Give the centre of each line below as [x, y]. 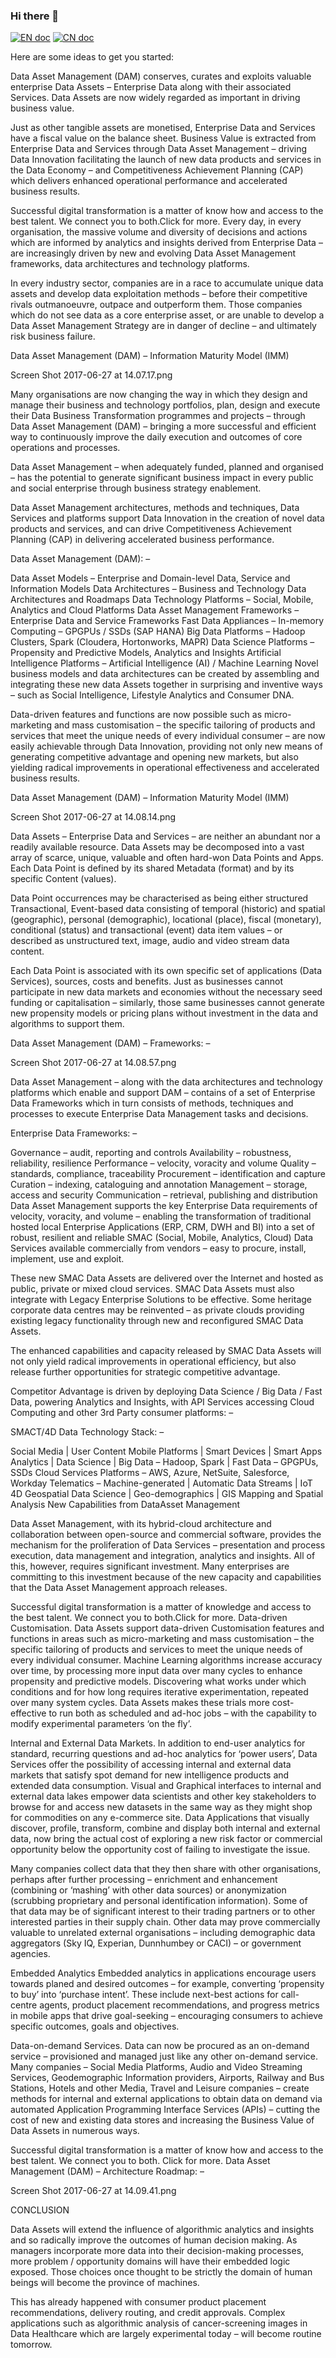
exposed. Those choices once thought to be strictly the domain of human [161, 2272]
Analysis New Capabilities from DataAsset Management [125, 1505]
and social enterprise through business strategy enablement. [136, 488]
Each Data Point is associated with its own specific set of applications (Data [166, 971]
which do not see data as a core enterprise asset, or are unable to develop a [167, 315]
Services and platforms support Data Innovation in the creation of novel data [167, 518]
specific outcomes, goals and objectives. [95, 2026]
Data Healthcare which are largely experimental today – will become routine [166, 2334]
